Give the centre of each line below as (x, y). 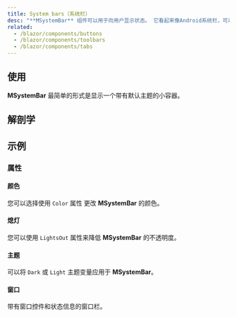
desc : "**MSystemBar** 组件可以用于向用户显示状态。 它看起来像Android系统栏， (115, 20)
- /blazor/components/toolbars (60, 40)
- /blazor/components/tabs (53, 47)
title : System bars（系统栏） (49, 14)
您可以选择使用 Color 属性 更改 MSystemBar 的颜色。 (85, 203)
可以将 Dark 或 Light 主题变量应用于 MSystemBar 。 (82, 272)
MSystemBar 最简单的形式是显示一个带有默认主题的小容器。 (96, 95)
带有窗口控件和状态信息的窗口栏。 (57, 306)
